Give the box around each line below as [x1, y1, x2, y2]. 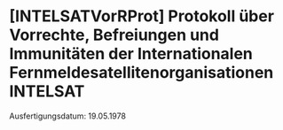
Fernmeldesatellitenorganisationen [9, 63, 274, 83]
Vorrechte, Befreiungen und [9, 25, 220, 45]
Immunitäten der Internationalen [9, 44, 253, 64]
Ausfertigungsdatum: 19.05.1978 [9, 111, 127, 121]
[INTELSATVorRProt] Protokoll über [9, 6, 275, 27]
